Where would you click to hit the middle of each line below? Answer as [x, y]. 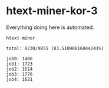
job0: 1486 [19, 58]
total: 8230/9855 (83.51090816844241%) [55, 48]
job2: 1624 [19, 69]
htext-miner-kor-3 [52, 11]
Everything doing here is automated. [50, 27]
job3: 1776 [19, 74]
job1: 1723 [19, 64]
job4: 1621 [19, 79]
